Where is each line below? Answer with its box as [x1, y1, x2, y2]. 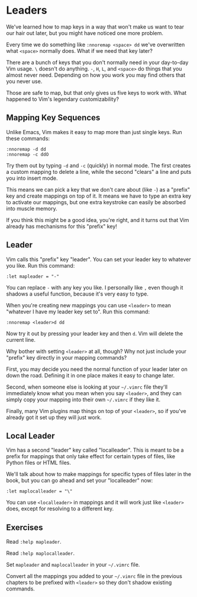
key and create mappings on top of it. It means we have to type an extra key [6, 192, 191, 199]
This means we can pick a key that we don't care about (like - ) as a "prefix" [6, 186, 190, 193]
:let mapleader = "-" [6, 274, 60, 280]
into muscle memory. [6, 205, 57, 212]
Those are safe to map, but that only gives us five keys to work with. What [6, 89, 187, 96]
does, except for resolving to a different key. [6, 505, 114, 512]
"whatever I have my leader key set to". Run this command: [6, 308, 150, 315]
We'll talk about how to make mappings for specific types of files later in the [6, 471, 191, 478]
